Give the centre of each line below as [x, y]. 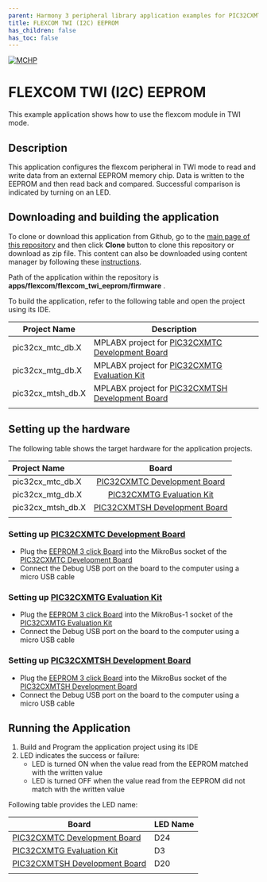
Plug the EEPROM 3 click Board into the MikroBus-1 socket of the [126, 615]
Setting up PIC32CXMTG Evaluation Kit [85, 597]
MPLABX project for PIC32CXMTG [158, 365]
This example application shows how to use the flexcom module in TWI [124, 114]
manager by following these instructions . [75, 261]
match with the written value [78, 789]
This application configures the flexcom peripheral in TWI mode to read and [132, 167]
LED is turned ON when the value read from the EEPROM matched [140, 764]
